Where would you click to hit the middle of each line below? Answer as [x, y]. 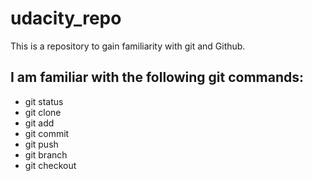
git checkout [50, 165]
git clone [43, 112]
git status [44, 101]
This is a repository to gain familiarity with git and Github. [128, 46]
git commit [47, 133]
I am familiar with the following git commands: [157, 77]
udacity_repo [66, 18]
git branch [46, 154]
